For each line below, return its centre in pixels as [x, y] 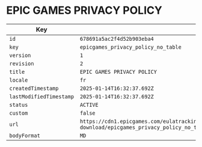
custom [19, 113]
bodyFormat [25, 135]
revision [22, 63]
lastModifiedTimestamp [41, 96]
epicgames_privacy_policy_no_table [130, 47]
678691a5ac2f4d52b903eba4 [117, 39]
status [19, 105]
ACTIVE [89, 105]
